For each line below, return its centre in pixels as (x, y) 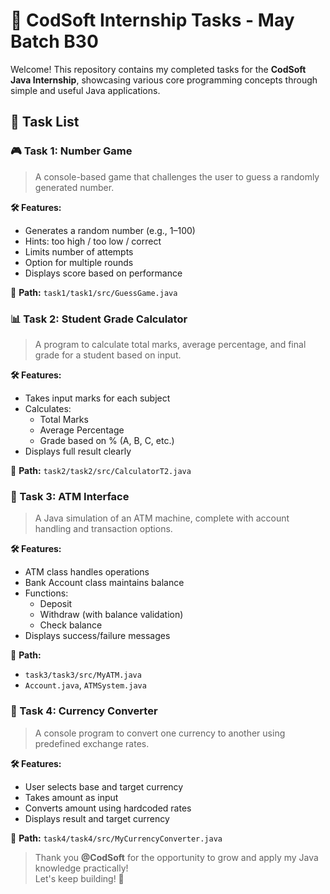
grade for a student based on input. (108, 355)
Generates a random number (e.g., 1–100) (110, 230)
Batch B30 (54, 41)
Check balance (71, 625)
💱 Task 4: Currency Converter (84, 711)
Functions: (46, 593)
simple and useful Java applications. (85, 90)
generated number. (74, 187)
